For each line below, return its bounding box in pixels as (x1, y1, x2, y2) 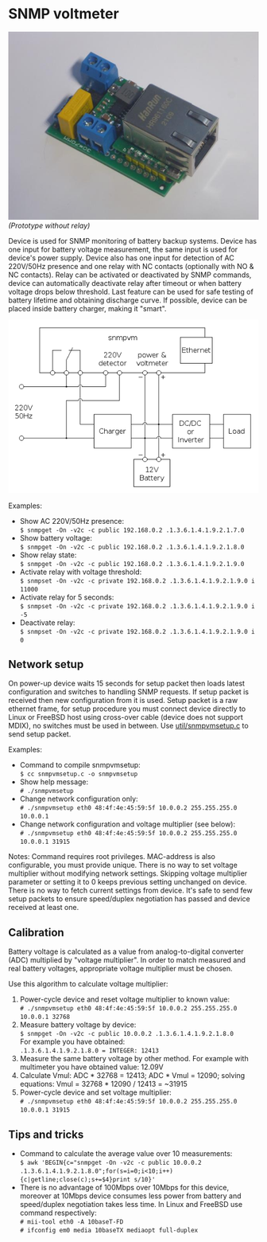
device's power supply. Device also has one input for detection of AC (8, 252, 234, 263)
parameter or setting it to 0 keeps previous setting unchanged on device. (8, 877, 247, 887)
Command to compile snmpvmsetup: (19, 760, 141, 770)
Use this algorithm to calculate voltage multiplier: (8, 979, 168, 989)
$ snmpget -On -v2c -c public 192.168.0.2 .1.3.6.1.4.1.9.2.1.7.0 (19, 526, 245, 534)
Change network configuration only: (19, 794, 138, 804)
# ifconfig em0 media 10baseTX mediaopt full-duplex (19, 1226, 199, 1234)
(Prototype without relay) (8, 221, 91, 230)
